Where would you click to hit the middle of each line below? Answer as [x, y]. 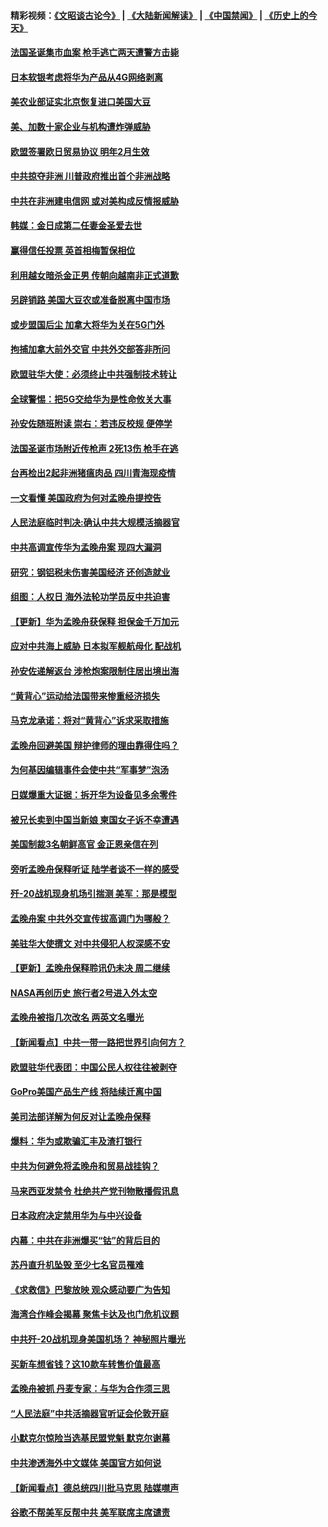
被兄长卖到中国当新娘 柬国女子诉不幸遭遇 [95, 819]
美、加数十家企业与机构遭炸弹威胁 [80, 126]
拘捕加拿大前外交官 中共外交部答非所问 [90, 349]
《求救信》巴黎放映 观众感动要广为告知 [90, 1289]
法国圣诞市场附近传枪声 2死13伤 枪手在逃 [94, 448]
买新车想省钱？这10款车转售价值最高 [85, 1364]
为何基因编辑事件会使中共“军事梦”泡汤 [90, 770]
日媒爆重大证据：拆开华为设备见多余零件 [93, 794]
